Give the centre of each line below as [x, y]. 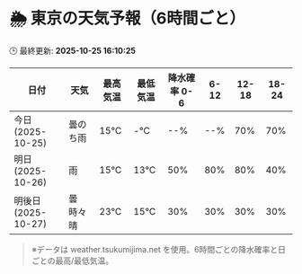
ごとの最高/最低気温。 [72, 261]
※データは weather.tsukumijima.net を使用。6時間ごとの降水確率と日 [158, 249]
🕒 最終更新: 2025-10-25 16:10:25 [73, 50]
